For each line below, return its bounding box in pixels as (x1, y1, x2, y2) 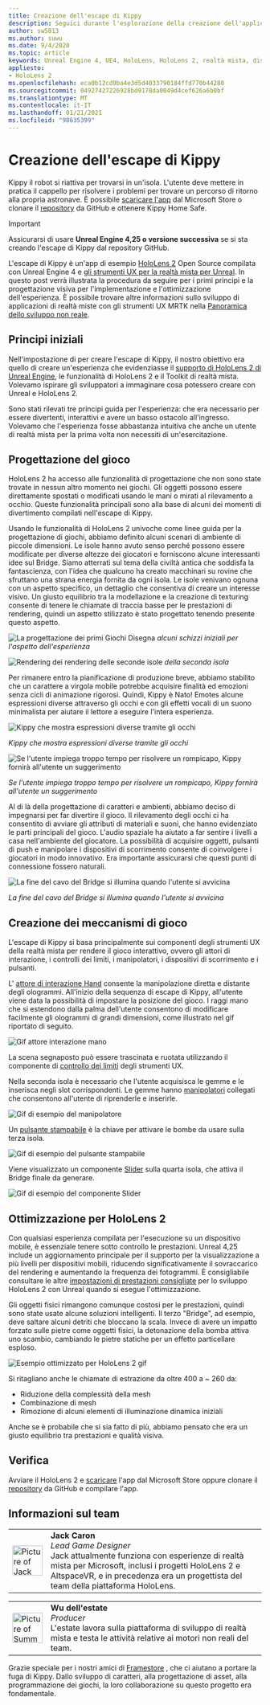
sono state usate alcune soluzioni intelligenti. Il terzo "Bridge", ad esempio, (8, 1309, 256, 1319)
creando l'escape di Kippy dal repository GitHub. (8, 243, 170, 252)
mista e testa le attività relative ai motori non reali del (51, 1632, 249, 1643)
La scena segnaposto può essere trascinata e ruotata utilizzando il (8, 1053, 228, 1062)
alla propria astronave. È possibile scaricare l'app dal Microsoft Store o (8, 194, 243, 204)
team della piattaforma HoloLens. (51, 1580, 176, 1591)
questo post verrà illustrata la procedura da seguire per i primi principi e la (8, 275, 254, 285)
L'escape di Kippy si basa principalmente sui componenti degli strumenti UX (8, 938, 260, 947)
